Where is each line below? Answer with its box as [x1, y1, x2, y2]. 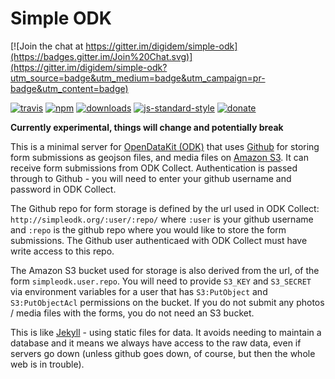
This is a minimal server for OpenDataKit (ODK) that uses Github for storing [10, 140, 320, 152]
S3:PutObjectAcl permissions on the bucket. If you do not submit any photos [10, 296, 325, 308]
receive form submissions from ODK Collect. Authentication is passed [10, 162, 298, 174]
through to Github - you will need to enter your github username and [10, 172, 292, 184]
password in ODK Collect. [10, 183, 117, 195]
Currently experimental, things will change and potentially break [10, 121, 284, 133]
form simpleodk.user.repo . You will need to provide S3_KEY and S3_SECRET [10, 275, 312, 287]
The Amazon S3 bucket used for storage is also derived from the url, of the [10, 264, 320, 276]
